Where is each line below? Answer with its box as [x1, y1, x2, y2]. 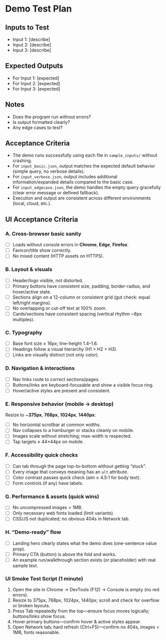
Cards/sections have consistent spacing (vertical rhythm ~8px [12, 311, 142, 317]
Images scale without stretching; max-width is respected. [12, 433, 132, 439]
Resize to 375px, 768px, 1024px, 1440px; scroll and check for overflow [12, 597, 160, 603]
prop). [12, 546, 26, 552]
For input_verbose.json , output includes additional [12, 174, 118, 180]
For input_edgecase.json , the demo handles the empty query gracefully [12, 184, 161, 190]
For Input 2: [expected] [12, 80, 60, 86]
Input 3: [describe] [12, 47, 51, 53]
